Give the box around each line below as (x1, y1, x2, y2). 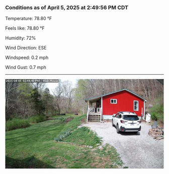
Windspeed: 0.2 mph (5, 54, 49, 61)
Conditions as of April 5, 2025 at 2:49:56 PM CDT (5, 4, 129, 11)
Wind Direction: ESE (5, 45, 47, 51)
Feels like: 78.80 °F (5, 25, 45, 31)
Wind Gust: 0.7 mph (5, 65, 46, 71)
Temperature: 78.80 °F (5, 16, 52, 22)
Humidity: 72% (5, 35, 36, 41)
